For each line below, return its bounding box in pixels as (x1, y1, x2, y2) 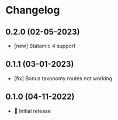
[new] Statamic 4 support (13, 42, 76, 49)
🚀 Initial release (13, 107, 51, 114)
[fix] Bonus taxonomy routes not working (13, 74, 113, 82)
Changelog (5, 4, 60, 17)
